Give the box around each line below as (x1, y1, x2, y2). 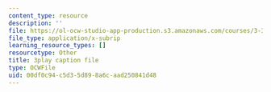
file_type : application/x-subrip (8, 34, 121, 42)
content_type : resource (8, 11, 89, 20)
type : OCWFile (8, 64, 56, 72)
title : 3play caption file (8, 57, 99, 65)
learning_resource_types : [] (8, 42, 106, 50)
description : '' (8, 19, 63, 27)
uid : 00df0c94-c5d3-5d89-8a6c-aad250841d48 (8, 71, 157, 79)
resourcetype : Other (8, 49, 78, 57)
